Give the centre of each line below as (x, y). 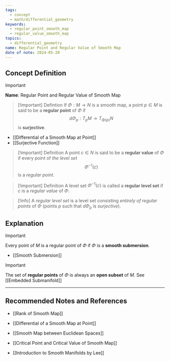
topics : (13, 39)
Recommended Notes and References (66, 301)
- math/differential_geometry (41, 19)
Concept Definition (36, 73)
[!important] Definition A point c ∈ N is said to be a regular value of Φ (91, 153)
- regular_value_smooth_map (39, 34)
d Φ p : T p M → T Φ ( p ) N (91, 119)
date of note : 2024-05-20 (32, 52)
